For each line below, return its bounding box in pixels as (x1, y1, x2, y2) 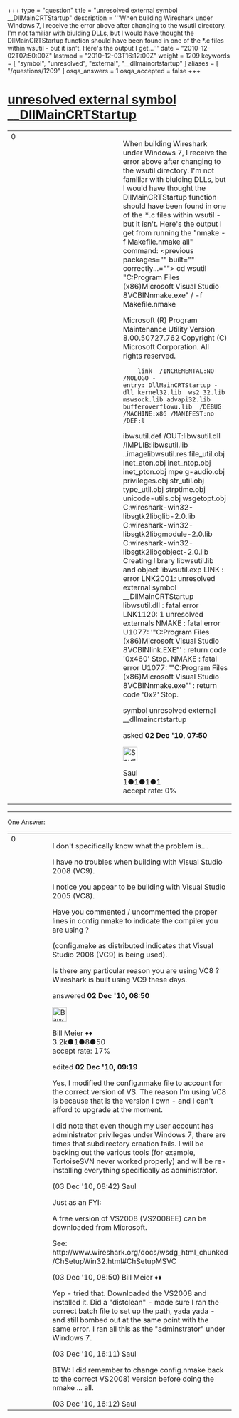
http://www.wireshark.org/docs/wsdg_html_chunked (52, 1247, 228, 1257)
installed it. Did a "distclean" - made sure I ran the (52, 1297, 219, 1307)
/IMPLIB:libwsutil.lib (123, 440, 188, 450)
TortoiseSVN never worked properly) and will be (52, 1156, 213, 1166)
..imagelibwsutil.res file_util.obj (123, 448, 225, 458)
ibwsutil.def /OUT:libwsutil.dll (123, 431, 221, 441)
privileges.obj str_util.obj (123, 476, 205, 485)
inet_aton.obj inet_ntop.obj (123, 458, 211, 468)
